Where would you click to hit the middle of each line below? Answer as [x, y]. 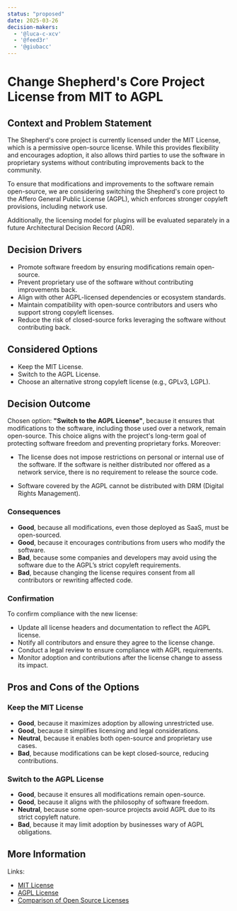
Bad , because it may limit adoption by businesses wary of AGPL [111, 825]
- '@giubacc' [33, 47]
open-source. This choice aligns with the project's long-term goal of [107, 436]
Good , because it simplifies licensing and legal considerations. [109, 730]
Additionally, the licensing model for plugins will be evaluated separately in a [118, 220]
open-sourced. [39, 535]
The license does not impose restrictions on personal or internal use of [121, 457]
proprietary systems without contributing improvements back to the [106, 163]
